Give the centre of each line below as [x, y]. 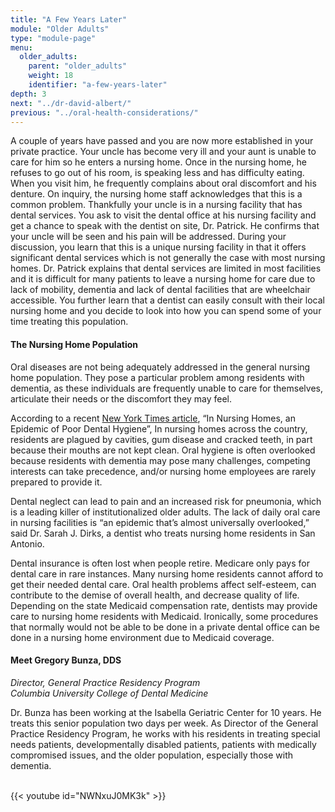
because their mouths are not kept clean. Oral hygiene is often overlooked [163, 450]
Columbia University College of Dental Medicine [109, 693]
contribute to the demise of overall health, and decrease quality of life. [155, 595]
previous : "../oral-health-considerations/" [104, 112]
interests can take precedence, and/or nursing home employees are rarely [163, 471]
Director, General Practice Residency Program [105, 682]
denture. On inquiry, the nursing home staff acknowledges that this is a [156, 194]
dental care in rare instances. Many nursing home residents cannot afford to [167, 573]
